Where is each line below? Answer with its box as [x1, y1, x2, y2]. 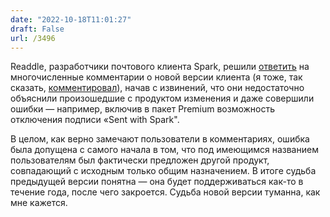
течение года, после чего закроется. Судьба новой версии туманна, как [10, 186, 321, 198]
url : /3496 [10, 33, 56, 43]
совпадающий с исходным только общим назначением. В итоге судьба [10, 165, 317, 177]
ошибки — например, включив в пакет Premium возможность [10, 103, 276, 115]
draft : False [10, 24, 65, 34]
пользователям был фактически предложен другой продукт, [10, 154, 270, 166]
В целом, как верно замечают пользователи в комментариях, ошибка [10, 133, 310, 145]
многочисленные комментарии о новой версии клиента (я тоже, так [10, 71, 303, 83]
